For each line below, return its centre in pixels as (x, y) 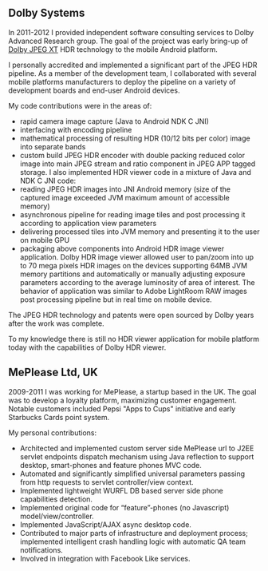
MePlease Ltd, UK (53, 373)
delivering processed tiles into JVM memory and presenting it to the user (140, 232)
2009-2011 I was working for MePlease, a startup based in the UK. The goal (132, 391)
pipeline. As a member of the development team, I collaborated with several (132, 73)
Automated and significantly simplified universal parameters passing (132, 474)
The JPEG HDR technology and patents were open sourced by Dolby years (131, 315)
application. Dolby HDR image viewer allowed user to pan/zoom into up (136, 257)
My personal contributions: (53, 432)
